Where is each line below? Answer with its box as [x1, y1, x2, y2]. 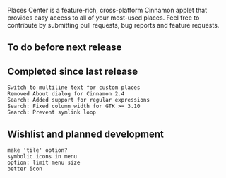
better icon [7, 165, 42, 172]
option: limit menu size [7, 159, 81, 167]
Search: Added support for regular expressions [7, 97, 150, 104]
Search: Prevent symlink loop [7, 109, 97, 116]
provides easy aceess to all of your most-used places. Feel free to [7, 13, 200, 22]
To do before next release [7, 42, 122, 54]
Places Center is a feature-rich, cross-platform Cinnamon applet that [7, 6, 207, 14]
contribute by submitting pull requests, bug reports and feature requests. [7, 21, 220, 29]
